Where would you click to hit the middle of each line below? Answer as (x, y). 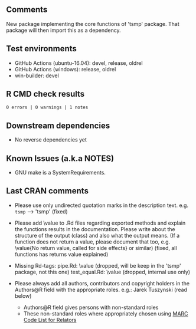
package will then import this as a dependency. (63, 30)
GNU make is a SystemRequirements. (60, 173)
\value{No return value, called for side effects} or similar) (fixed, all (96, 248)
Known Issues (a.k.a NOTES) (60, 158)
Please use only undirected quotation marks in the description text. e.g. (102, 205)
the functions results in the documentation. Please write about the (95, 229)
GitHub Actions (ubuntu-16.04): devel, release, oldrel (79, 63)
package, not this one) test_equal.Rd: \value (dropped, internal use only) (102, 272)
